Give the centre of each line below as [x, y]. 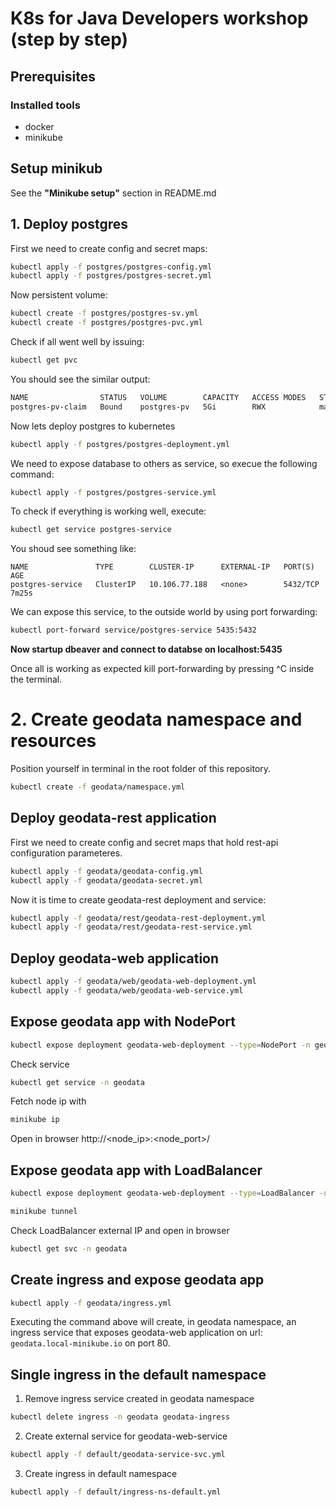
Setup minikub [56, 168]
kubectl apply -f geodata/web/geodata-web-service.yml [127, 990]
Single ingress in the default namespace [138, 1374]
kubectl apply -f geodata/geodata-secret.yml [106, 880]
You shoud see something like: [73, 549]
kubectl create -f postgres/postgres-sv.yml [104, 313]
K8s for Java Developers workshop [159, 18]
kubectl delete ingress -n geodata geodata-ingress [120, 1417]
